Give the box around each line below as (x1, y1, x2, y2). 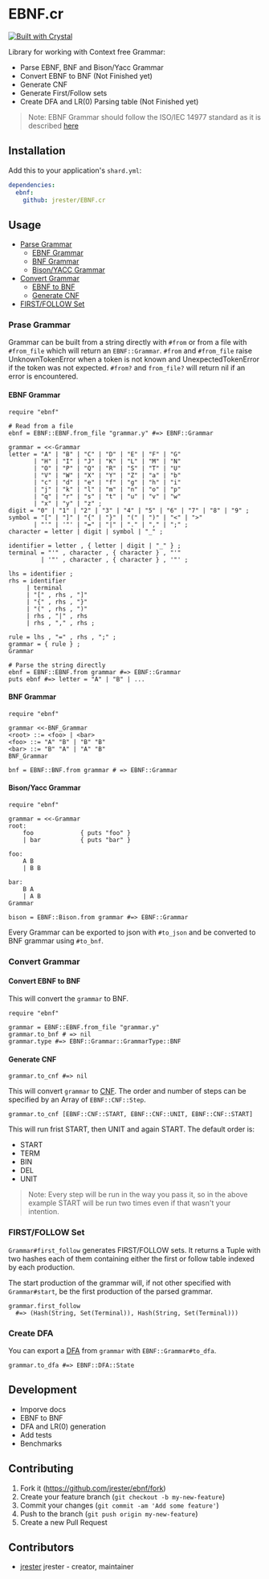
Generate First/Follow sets (19, 88, 108, 97)
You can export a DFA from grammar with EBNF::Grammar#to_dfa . (8, 1346, 217, 1356)
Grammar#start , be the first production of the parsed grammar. (8, 1287, 213, 1296)
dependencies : (8, 181, 56, 189)
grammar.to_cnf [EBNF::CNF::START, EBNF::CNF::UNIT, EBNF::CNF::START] (8, 1111, 253, 1119)
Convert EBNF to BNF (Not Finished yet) (19, 71, 153, 80)
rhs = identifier (8, 576, 67, 585)
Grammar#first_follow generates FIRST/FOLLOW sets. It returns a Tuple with (8, 1245, 261, 1254)
